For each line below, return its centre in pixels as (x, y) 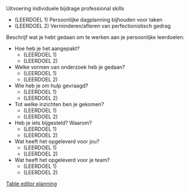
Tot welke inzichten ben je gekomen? (59, 104)
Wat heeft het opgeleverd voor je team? (62, 160)
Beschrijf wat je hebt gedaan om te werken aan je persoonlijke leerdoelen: (95, 37)
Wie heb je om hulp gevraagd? (51, 86)
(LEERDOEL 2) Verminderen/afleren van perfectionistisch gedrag (93, 26)
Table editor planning (32, 184)
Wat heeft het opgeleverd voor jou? (57, 141)
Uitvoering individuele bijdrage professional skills (65, 8)
